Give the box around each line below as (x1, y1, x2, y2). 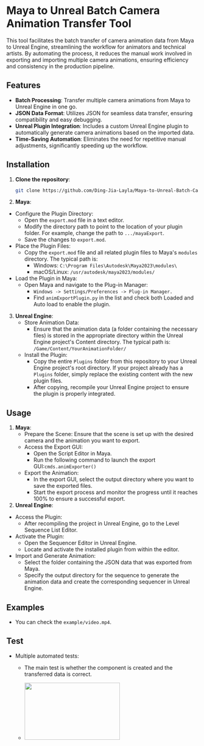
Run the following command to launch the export (33, 456, 156, 463)
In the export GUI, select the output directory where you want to (33, 476, 194, 483)
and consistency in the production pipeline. (6, 62, 114, 70)
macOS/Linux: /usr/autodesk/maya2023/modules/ (33, 269, 155, 276)
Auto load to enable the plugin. (33, 301, 111, 308)
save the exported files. (33, 482, 93, 490)
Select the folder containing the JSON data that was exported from (24, 558, 192, 566)
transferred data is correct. (24, 670, 93, 678)
